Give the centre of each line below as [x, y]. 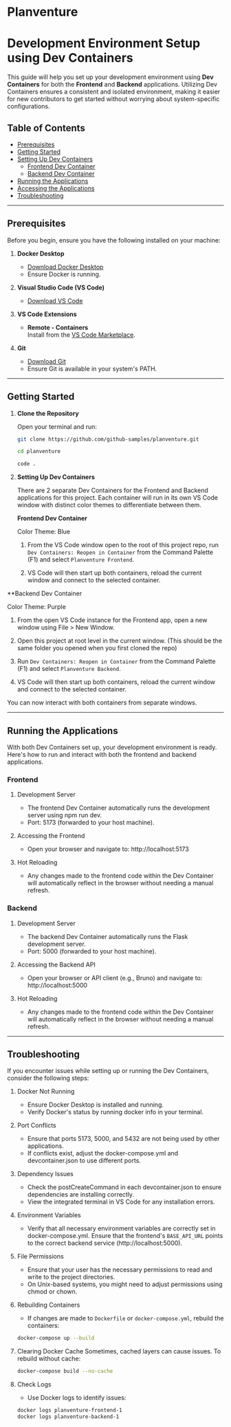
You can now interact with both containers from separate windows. [102, 703]
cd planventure [39, 452]
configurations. [29, 107]
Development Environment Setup [104, 44]
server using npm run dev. [65, 815]
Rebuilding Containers [48, 1305]
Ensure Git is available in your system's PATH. [92, 368]
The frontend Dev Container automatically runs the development [119, 808]
